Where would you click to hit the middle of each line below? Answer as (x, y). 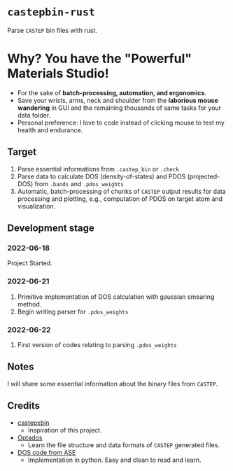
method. (29, 304)
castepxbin (33, 423)
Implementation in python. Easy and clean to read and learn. (114, 460)
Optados (30, 437)
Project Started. (30, 263)
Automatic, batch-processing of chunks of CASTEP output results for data (121, 191)
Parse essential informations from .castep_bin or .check (98, 169)
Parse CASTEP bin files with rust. (52, 30)
